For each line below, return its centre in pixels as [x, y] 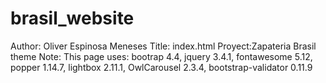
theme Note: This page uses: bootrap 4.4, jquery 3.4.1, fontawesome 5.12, [161, 56]
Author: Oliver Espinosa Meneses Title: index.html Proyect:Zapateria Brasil [163, 46]
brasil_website [72, 18]
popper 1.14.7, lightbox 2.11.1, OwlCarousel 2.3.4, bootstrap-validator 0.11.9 [161, 67]
